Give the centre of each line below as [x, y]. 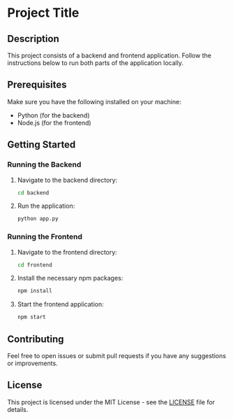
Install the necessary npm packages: [70, 278]
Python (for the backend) [53, 115]
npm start [32, 317]
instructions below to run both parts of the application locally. [95, 63]
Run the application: [46, 206]
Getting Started [42, 145]
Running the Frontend [45, 237]
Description [33, 39]
